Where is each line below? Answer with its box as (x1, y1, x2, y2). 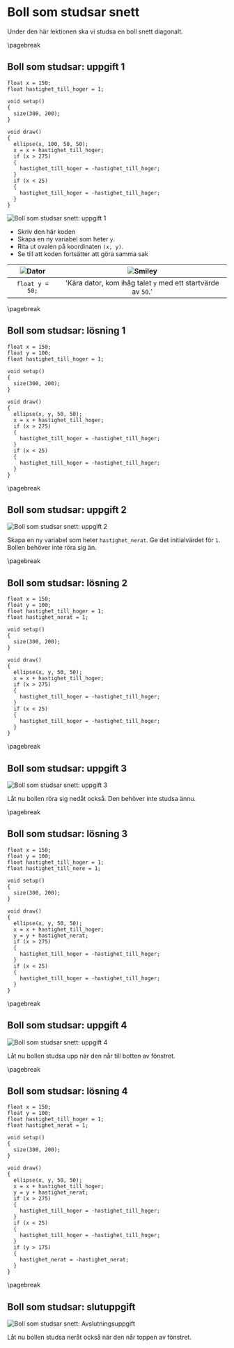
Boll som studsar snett (7, 4, 140, 20)
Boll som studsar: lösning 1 (7, 325, 126, 337)
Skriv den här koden (17, 227, 76, 236)
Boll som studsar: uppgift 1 (7, 61, 125, 73)
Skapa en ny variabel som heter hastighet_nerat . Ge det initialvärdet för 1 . (7, 536, 221, 544)
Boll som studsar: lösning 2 (7, 577, 127, 589)
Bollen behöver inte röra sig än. (7, 544, 97, 552)
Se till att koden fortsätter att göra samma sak (17, 249, 148, 258)
